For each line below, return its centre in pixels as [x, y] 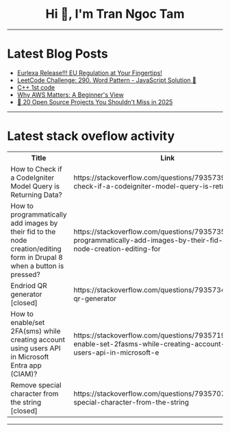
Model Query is [35, 186]
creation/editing [36, 248]
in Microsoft [30, 357]
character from [35, 394]
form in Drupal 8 [37, 257]
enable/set [28, 322]
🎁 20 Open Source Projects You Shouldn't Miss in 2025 [95, 101]
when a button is [37, 265]
